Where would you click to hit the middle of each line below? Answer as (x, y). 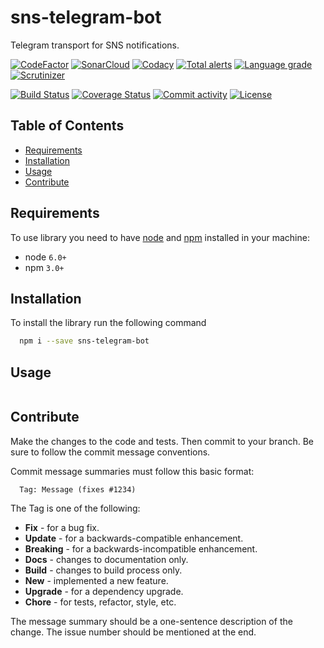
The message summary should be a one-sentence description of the (151, 621)
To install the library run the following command (108, 323)
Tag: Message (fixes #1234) (78, 489)
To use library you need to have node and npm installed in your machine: (160, 237)
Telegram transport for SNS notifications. (95, 45)
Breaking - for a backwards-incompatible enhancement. (141, 548)
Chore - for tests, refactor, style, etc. (100, 602)
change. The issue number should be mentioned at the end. (133, 632)
